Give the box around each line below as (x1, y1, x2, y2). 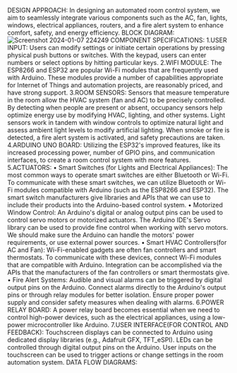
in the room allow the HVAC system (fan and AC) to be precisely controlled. (7, 96, 226, 104)
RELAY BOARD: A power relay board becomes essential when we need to (7, 306, 220, 314)
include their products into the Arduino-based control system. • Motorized (7, 201, 224, 209)
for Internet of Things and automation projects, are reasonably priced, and (7, 81, 224, 89)
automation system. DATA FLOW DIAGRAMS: (7, 358, 138, 366)
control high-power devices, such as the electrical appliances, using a (7, 313, 212, 322)
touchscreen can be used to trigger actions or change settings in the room (7, 350, 224, 359)
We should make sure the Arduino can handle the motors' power (7, 231, 195, 239)
